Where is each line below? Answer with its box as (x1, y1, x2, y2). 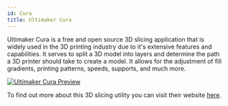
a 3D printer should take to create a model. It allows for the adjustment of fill (7, 57, 222, 65)
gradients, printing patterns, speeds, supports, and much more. (7, 64, 186, 72)
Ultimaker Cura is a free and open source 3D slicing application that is (7, 35, 205, 43)
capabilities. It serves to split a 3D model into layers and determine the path (7, 49, 220, 58)
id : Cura (7, 10, 32, 17)
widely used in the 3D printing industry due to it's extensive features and (7, 42, 212, 51)
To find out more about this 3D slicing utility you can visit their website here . (7, 90, 222, 99)
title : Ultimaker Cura (7, 16, 72, 23)
